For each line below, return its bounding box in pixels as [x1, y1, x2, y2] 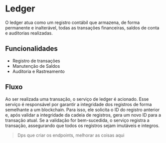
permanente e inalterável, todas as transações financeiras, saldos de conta [5, 24, 160, 30]
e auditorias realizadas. [5, 30, 53, 36]
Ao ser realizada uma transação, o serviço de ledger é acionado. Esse [5, 96, 149, 102]
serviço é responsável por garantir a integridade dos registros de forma [5, 101, 152, 107]
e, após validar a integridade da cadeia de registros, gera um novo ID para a [5, 112, 161, 118]
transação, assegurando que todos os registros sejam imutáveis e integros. [5, 123, 160, 129]
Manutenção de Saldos [12, 63, 60, 69]
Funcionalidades [5, 44, 58, 53]
